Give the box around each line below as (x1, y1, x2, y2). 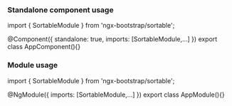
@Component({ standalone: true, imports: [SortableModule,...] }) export (7, 35, 218, 43)
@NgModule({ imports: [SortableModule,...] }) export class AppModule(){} (7, 90, 226, 99)
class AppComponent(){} (7, 43, 81, 51)
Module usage (7, 60, 58, 70)
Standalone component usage (7, 5, 114, 15)
